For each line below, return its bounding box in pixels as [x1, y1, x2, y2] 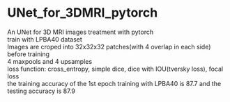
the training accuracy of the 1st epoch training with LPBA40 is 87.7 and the [7, 79, 222, 87]
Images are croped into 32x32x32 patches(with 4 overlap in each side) [7, 42, 211, 51]
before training [7, 50, 50, 58]
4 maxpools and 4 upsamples [7, 57, 93, 65]
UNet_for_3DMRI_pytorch [7, 5, 158, 21]
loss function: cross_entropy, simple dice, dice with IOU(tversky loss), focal [7, 65, 224, 73]
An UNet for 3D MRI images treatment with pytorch [7, 28, 154, 36]
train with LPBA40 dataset [7, 35, 82, 43]
